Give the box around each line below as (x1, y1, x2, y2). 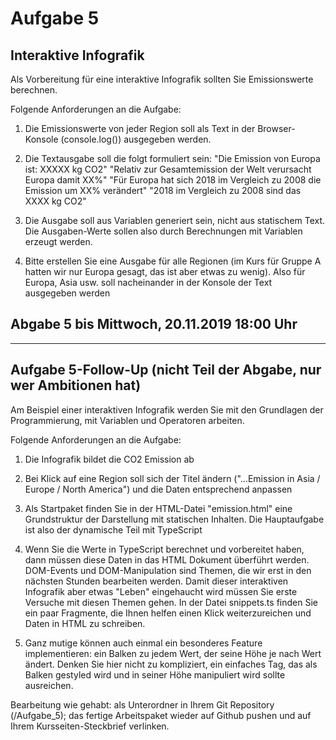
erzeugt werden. (24, 236, 93, 247)
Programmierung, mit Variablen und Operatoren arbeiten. (10, 414, 245, 426)
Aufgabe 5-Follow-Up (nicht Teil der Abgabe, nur (10, 362, 322, 379)
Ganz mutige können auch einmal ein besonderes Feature (24, 637, 263, 649)
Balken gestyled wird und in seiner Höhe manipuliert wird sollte (24, 668, 286, 681)
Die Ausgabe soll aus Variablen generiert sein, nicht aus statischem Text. (24, 215, 326, 226)
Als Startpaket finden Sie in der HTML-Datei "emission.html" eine (24, 502, 293, 514)
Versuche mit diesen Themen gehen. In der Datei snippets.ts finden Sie (24, 596, 318, 608)
